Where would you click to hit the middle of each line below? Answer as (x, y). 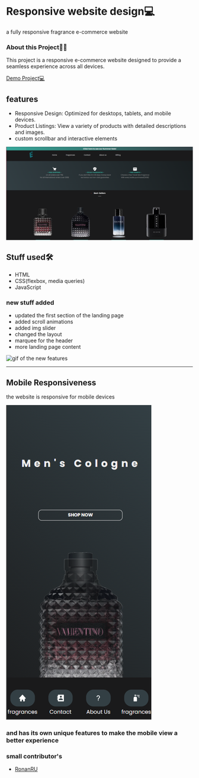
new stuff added (30, 303)
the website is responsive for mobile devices (60, 397)
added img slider (35, 328)
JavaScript (28, 287)
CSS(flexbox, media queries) (50, 281)
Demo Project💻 (25, 78)
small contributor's (34, 756)
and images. (30, 132)
